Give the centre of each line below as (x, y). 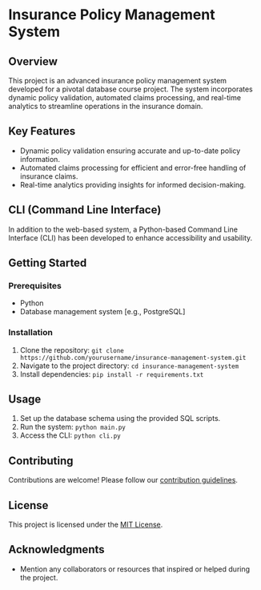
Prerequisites (35, 285)
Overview (33, 61)
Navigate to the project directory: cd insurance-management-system (129, 366)
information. (40, 159)
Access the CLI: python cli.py (70, 435)
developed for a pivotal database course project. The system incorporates (131, 89)
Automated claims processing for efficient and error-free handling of (133, 168)
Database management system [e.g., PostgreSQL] (102, 312)
